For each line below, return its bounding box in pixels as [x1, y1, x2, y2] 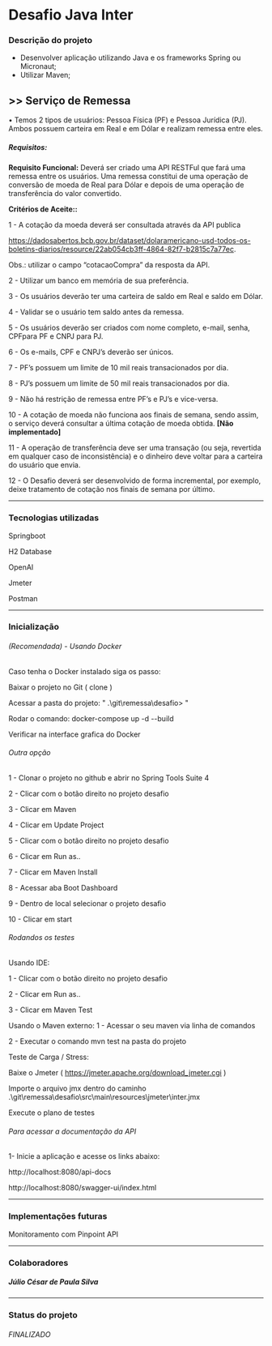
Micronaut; [19, 62, 57, 71]
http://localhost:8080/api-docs [8, 1167, 112, 1177]
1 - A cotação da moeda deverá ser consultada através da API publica [8, 220, 241, 230]
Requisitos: [8, 142, 48, 152]
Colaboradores [8, 1257, 69, 1268]
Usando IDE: [8, 958, 50, 968]
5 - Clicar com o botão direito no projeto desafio [8, 835, 169, 845]
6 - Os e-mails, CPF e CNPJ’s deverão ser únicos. [8, 347, 174, 357]
